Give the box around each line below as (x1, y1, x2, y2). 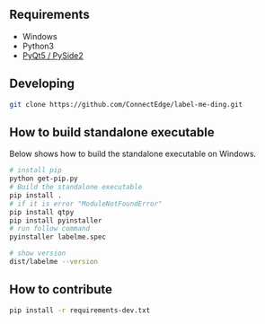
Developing (9, 76, 75, 92)
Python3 (22, 40, 54, 51)
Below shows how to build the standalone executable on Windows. (9, 148, 257, 160)
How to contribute (9, 282, 113, 297)
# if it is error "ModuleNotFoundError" (9, 199, 163, 208)
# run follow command (9, 224, 91, 233)
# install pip (9, 166, 63, 175)
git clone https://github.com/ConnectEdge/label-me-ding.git (9, 100, 243, 109)
